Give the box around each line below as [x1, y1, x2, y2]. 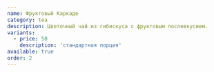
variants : [7, 29, 36, 36]
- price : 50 [13, 36, 48, 43]
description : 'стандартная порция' [19, 42, 122, 49]
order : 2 [7, 55, 32, 62]
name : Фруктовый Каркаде [7, 10, 79, 17]
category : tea [7, 16, 48, 23]
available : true [7, 49, 54, 56]
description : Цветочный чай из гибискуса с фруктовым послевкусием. [7, 23, 208, 29]
